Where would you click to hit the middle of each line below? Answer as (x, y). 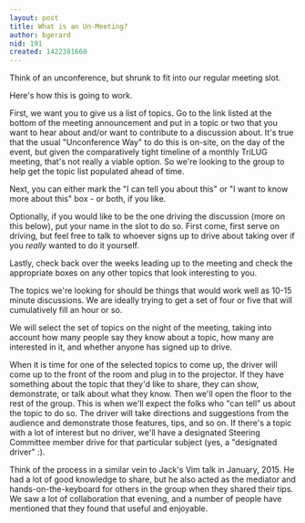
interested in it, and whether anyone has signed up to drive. (121, 347)
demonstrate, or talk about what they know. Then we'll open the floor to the (151, 394)
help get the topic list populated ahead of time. (97, 172)
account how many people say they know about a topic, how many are (142, 338)
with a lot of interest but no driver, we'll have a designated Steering (135, 433)
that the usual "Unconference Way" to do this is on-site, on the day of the (147, 142)
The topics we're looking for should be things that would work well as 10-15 (151, 291)
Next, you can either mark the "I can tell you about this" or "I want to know (149, 189)
